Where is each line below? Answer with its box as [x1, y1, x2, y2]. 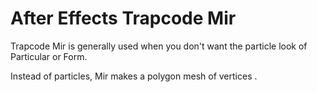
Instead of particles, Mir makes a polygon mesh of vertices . [10, 70, 258, 82]
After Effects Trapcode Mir [10, 7, 237, 30]
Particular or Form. [10, 50, 88, 62]
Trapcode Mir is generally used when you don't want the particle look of [10, 40, 308, 52]
